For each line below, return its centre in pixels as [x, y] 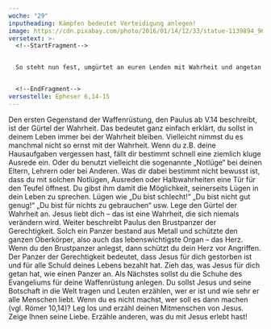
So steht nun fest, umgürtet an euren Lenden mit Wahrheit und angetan [139, 68]
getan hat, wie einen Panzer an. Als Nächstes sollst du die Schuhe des [125, 273]
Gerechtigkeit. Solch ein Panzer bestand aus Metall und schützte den [123, 231]
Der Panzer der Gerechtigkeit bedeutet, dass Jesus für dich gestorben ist [130, 256]
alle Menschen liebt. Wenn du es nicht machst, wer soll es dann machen [128, 299]
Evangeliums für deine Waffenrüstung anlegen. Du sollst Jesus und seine [130, 282]
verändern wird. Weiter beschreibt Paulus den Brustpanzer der [112, 222]
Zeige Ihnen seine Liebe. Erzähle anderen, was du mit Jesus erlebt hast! [128, 316]
